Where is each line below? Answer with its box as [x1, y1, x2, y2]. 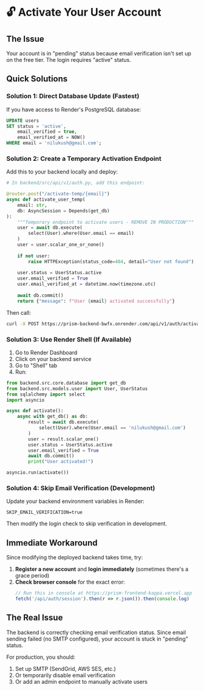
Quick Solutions [6, 74, 68, 84]
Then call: [6, 309, 32, 316]
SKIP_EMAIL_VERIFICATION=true [6, 510, 83, 516]
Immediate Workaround [6, 538, 98, 548]
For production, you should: [6, 653, 76, 661]
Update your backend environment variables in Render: [6, 497, 144, 505]
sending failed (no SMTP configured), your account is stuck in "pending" [6, 635, 188, 642]
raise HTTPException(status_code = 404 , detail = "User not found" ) [28, 258, 194, 265]
